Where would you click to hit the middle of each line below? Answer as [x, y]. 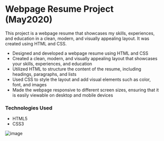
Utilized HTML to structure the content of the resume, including [77, 69]
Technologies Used [29, 108]
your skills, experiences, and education [52, 64]
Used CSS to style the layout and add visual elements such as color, [82, 79]
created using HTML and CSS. [36, 43]
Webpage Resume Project [59, 9]
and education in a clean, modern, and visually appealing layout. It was [77, 38]
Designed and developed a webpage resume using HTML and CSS [80, 53]
